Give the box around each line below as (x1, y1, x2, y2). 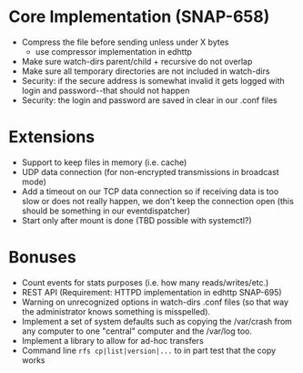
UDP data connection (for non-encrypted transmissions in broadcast (21, 166, 279, 177)
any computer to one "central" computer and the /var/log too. (21, 326, 252, 337)
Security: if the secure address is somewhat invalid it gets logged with (21, 75, 286, 86)
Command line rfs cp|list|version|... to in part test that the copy (21, 345, 277, 356)
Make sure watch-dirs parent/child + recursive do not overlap (21, 56, 253, 67)
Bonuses (8, 247, 76, 268)
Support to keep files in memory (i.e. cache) (21, 157, 187, 168)
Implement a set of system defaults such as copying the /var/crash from (21, 316, 293, 326)
